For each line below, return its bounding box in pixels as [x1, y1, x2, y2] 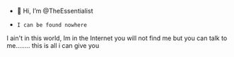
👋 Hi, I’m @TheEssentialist [16, 7, 93, 15]
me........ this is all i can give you [6, 42, 100, 49]
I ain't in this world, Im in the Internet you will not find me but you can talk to [6, 34, 228, 42]
